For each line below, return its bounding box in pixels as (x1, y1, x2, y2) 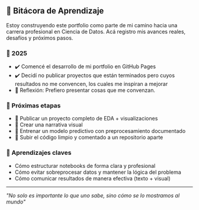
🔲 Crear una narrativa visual (14, 121, 83, 128)
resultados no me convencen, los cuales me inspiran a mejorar (14, 81, 168, 88)
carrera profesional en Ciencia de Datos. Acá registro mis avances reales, (6, 28, 186, 35)
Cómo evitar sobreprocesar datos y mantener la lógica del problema (14, 168, 182, 176)
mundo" (6, 198, 26, 205)
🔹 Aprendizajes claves (6, 149, 72, 157)
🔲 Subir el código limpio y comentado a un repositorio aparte (14, 134, 163, 141)
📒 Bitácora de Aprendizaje (6, 6, 104, 16)
